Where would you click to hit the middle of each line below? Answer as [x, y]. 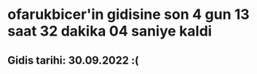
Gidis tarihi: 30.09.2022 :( [73, 60]
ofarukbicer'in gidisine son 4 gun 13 [128, 15]
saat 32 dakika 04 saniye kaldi [110, 31]
